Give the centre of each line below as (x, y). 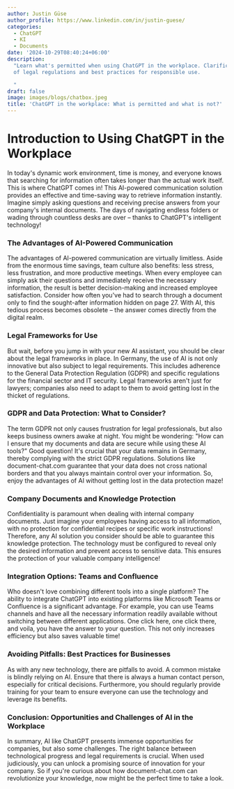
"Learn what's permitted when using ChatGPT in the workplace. (107, 66)
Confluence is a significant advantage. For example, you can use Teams (110, 606)
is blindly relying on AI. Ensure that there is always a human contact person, (116, 677)
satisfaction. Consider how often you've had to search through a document (115, 295)
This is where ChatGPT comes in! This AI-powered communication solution (115, 187)
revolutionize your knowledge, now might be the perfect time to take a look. (116, 779)
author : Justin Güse (37, 14)
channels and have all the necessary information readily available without (112, 614)
